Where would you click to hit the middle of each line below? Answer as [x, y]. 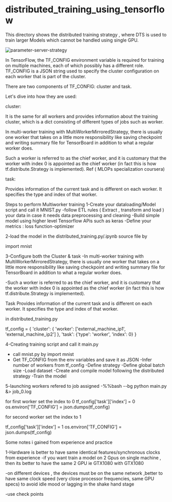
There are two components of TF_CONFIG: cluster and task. [69, 86]
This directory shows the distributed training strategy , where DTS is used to [86, 34]
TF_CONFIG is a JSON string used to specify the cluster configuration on [82, 71]
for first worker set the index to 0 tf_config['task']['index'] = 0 [70, 401]
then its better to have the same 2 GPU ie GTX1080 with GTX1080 [75, 463]
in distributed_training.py [32, 319]
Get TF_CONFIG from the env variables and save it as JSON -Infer [82, 360]
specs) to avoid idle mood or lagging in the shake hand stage [70, 484]
